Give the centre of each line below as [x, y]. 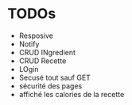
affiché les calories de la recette [72, 94]
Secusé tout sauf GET [54, 77]
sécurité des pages [50, 86]
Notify [29, 43]
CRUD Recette [43, 61]
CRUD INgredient [47, 52]
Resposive [36, 36]
